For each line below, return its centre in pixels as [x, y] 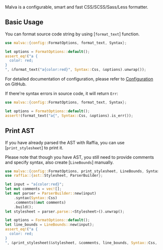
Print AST [20, 131]
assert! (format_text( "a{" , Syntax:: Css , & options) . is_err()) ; [69, 116]
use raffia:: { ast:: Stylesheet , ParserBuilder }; [54, 176]
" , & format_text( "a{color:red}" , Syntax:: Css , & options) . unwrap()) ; [76, 70]
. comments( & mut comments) [40, 202]
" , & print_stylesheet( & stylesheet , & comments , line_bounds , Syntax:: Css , [81, 243]
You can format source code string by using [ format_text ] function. [72, 34]
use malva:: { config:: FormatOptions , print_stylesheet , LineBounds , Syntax [82, 171]
